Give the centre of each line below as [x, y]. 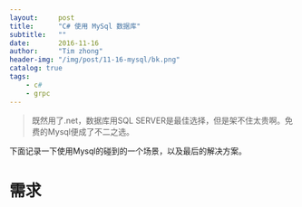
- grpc [38, 93]
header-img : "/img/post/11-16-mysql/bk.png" [95, 60]
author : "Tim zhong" [56, 52]
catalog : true [36, 69]
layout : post [42, 18]
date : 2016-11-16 [54, 43]
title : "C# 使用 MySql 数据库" [75, 26]
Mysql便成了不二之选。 [91, 131]
